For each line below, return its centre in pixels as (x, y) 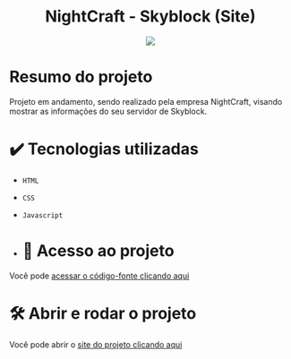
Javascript (43, 215)
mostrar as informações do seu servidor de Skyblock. (108, 111)
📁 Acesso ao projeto (98, 251)
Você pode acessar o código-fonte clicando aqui (99, 276)
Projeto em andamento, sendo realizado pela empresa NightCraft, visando (146, 101)
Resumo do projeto (81, 77)
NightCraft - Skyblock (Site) (150, 17)
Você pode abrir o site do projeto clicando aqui (96, 344)
